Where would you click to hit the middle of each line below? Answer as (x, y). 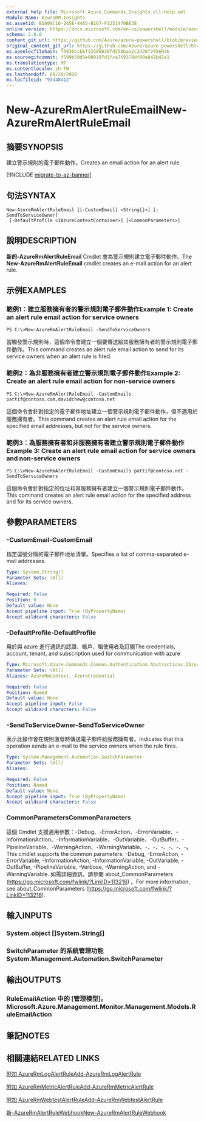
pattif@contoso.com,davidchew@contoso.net (61, 399)
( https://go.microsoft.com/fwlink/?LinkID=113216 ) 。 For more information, (98, 882)
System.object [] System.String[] (56, 933)
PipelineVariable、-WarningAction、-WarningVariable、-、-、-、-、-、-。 (99, 847)
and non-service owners (43, 458)
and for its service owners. (40, 502)
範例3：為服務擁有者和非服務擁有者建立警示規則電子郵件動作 (95, 443)
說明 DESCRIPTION (42, 241)
